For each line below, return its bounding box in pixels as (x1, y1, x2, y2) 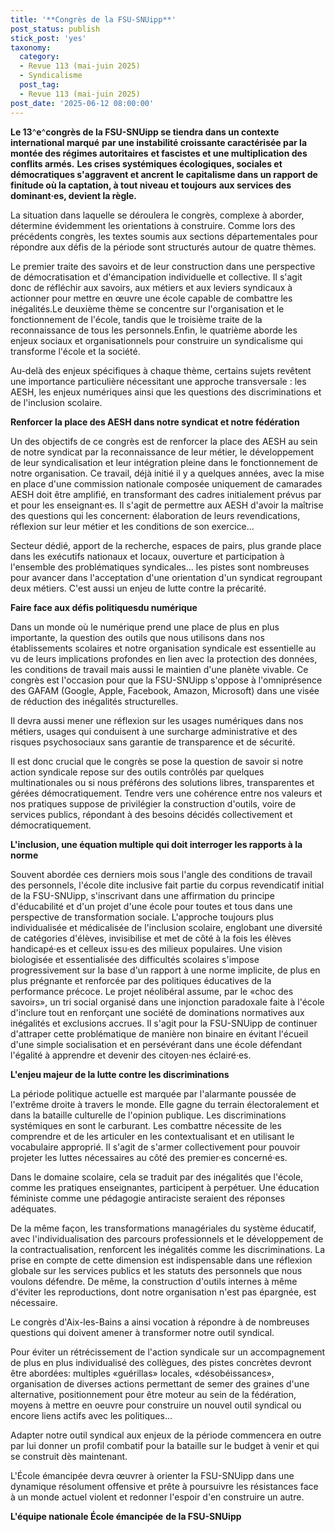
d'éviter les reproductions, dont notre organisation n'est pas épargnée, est (10, 1286, 317, 1298)
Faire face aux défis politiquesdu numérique (10, 601, 198, 613)
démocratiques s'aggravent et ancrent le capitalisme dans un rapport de (10, 168, 318, 180)
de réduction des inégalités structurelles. (10, 695, 179, 707)
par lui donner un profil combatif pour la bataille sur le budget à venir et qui (10, 1439, 320, 1451)
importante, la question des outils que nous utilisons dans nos (10, 631, 265, 643)
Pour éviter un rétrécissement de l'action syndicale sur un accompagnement (10, 1346, 326, 1358)
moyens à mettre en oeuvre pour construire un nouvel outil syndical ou (10, 1399, 302, 1411)
